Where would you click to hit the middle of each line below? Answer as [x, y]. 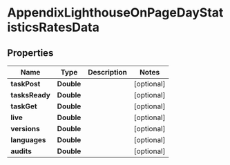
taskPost [26, 84]
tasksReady [30, 95]
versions [25, 129]
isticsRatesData [54, 27]
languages [28, 140]
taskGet [24, 106]
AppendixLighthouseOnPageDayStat [115, 13]
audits [21, 151]
